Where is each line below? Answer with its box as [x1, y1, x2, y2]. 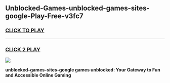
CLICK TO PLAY [5, 27, 45, 34]
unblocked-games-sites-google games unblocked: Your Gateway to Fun [5, 66, 160, 72]
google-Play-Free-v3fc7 [5, 12, 83, 21]
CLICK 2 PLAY [5, 46, 40, 53]
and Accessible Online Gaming [5, 72, 71, 78]
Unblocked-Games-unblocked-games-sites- [5, 4, 150, 13]
